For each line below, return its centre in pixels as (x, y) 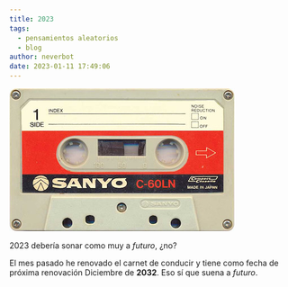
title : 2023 (31, 19)
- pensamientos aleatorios (68, 38)
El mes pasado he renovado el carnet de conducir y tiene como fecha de (144, 263)
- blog (30, 48)
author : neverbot (42, 57)
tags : (19, 28)
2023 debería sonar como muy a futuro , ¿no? (93, 246)
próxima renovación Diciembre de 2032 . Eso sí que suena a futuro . (134, 273)
